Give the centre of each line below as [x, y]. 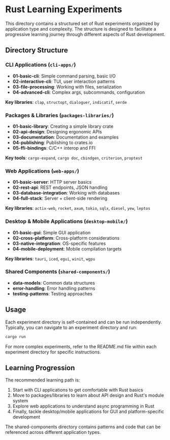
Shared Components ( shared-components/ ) [58, 272]
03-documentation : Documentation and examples [65, 137]
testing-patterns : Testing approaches [53, 293]
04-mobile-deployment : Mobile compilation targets [67, 249]
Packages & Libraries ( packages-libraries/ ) [60, 115]
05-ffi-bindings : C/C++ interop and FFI [54, 148]
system [20, 401]
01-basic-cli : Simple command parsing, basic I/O [64, 76]
